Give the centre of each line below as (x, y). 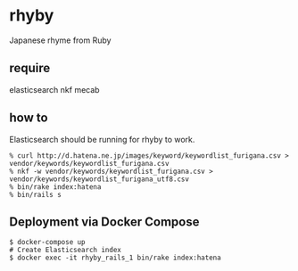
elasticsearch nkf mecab (54, 89)
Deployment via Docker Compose (104, 222)
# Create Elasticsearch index (66, 250)
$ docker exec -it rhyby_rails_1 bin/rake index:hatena (115, 258)
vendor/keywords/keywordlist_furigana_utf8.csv (99, 179)
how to (29, 118)
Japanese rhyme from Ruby (60, 40)
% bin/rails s (36, 194)
